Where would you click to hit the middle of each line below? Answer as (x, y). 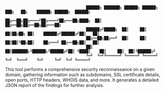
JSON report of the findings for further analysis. (55, 85)
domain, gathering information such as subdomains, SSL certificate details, (83, 74)
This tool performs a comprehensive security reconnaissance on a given (80, 69)
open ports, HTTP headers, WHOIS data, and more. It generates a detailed (82, 80)
